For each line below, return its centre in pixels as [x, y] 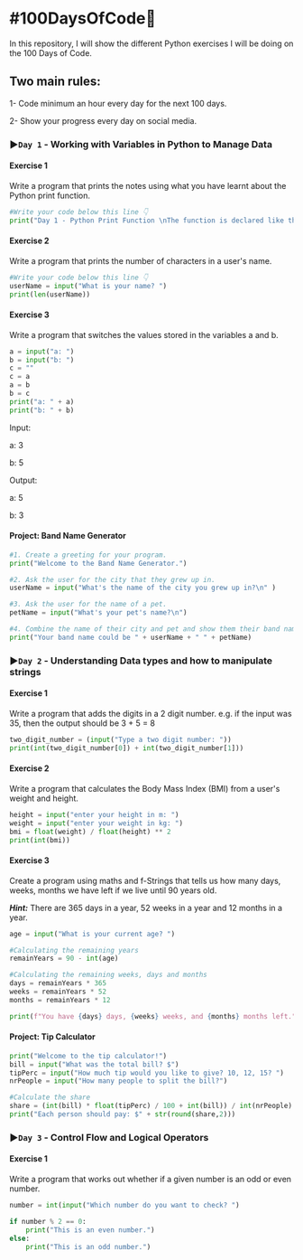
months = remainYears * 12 [60, 1000]
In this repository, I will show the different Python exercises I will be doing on [151, 43]
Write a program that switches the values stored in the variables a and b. [144, 334]
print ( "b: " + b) [42, 410]
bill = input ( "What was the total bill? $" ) [94, 1064]
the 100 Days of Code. [51, 52]
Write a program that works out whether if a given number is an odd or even [150, 1180]
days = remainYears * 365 [58, 983]
